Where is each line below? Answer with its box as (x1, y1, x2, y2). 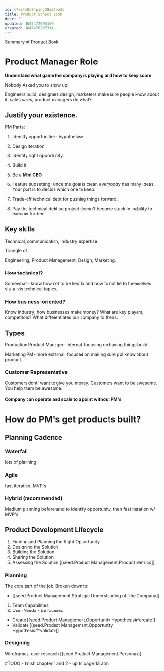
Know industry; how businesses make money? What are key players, (5, 309, 144, 315)
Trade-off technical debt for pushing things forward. (12, 196, 118, 202)
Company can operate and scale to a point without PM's (5, 396, 122, 402)
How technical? (5, 269, 43, 276)
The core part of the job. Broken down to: (5, 583, 89, 589)
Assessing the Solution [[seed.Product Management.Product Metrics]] (12, 559, 155, 566)
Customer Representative (5, 369, 68, 376)
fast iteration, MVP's (5, 483, 47, 488)
